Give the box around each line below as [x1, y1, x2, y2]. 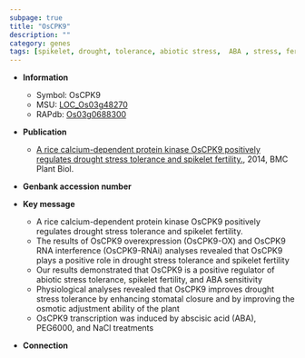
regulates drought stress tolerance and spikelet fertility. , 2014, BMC [35, 154, 289, 164]
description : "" [9, 30, 71, 39]
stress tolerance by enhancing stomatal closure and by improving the [35, 293, 295, 304]
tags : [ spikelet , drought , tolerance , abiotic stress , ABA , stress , [9, 47, 282, 56]
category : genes [9, 38, 71, 48]
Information [22, 72, 69, 83]
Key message [22, 199, 75, 210]
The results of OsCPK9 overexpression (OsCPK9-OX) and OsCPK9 [35, 235, 286, 246]
